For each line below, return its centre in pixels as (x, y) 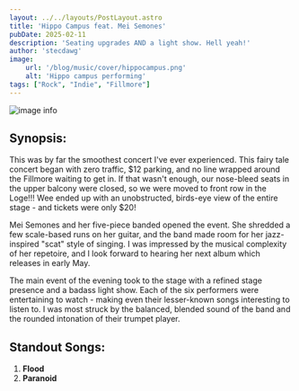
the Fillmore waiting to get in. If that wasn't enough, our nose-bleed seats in (149, 179)
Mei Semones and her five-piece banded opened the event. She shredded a (150, 225)
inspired (24, 244)
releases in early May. (50, 263)
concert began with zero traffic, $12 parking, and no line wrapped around (145, 169)
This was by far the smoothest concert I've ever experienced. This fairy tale (149, 160)
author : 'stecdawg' (46, 51)
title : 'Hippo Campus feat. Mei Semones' (88, 26)
